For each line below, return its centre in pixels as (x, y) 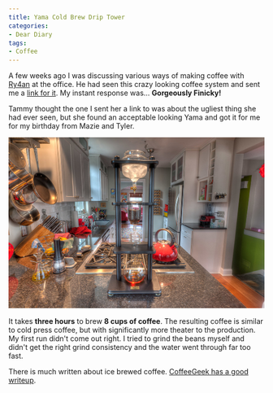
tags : (17, 43)
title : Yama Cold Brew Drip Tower (67, 17)
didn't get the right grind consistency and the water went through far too (130, 347)
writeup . (22, 380)
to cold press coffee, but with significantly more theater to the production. (132, 330)
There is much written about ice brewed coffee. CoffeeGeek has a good (129, 372)
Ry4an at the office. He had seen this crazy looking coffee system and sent (134, 85)
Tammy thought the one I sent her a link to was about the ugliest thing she (132, 109)
